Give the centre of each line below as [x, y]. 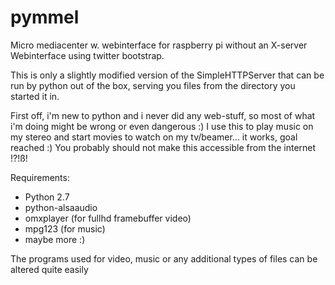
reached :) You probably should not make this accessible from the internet [163, 147]
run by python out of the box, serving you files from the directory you [153, 85]
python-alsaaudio [61, 207]
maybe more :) [55, 239]
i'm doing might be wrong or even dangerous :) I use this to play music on [162, 126]
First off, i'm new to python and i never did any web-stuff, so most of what [163, 115]
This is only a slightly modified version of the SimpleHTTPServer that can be [167, 75]
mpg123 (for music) [65, 228]
